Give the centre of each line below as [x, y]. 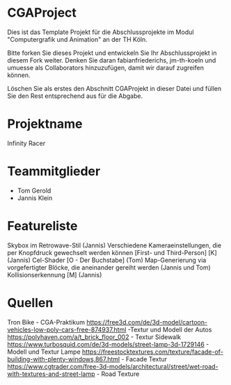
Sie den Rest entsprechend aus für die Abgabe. [75, 96]
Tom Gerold [34, 190]
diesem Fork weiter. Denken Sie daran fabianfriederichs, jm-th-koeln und [112, 60]
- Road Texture [118, 374]
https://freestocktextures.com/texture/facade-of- [153, 352]
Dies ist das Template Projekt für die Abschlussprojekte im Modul [101, 32]
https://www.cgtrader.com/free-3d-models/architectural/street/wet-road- [113, 366]
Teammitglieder [54, 171]
